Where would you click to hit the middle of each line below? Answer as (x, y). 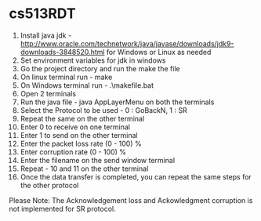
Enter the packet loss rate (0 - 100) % (81, 143)
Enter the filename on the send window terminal (98, 160)
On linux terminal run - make (66, 77)
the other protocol (49, 185)
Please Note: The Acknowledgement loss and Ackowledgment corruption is (131, 200)
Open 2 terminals (48, 93)
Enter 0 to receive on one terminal (75, 127)
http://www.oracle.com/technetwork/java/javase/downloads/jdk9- (127, 43)
